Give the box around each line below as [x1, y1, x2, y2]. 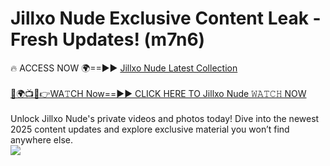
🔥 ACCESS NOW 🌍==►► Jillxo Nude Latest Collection [10, 62, 238, 74]
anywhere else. [10, 133, 73, 146]
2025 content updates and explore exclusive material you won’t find [10, 123, 290, 135]
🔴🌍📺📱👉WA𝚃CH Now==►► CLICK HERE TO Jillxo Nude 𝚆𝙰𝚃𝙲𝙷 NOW [10, 87, 307, 99]
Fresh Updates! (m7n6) [10, 28, 206, 51]
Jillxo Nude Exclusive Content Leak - [10, 7, 322, 30]
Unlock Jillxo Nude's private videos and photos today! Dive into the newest [10, 112, 320, 124]
